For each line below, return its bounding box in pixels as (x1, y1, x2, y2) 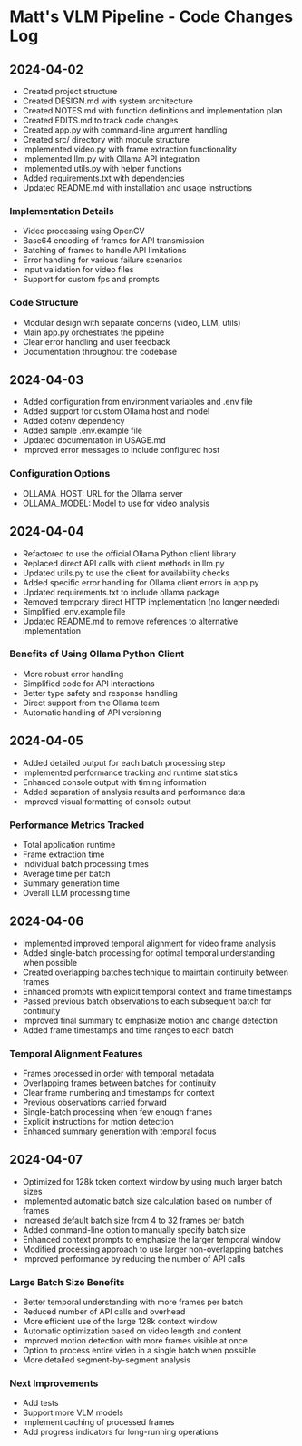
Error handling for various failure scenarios (22, 254, 183, 265)
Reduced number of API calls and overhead (22, 1306, 186, 1317)
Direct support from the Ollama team (22, 697, 161, 708)
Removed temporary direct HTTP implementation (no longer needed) (22, 596, 281, 607)
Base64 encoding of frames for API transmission (22, 235, 205, 246)
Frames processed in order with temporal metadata (22, 1068, 215, 1079)
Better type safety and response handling (22, 687, 179, 698)
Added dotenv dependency (22, 416, 125, 427)
